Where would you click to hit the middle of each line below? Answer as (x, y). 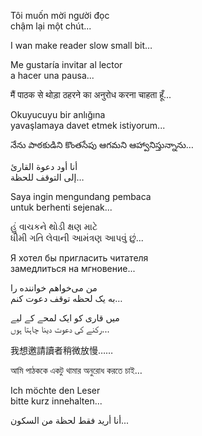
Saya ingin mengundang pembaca (81, 196)
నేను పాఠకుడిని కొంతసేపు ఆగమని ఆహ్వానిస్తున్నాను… (102, 144)
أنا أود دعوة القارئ (44, 166)
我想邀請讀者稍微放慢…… (62, 350)
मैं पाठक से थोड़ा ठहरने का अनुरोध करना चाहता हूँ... (91, 94)
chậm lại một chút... (51, 26)
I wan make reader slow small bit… (81, 45)
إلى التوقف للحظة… (47, 177)
